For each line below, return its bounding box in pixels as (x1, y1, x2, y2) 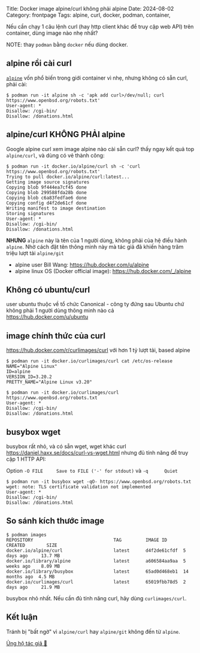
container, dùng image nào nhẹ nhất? (6, 29, 98, 37)
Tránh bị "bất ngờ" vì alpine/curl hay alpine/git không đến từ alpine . (6, 628, 181, 635)
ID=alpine (6, 368, 31, 375)
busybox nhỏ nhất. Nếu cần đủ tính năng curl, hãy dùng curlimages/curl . (6, 594, 187, 601)
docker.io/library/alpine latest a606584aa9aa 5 (6, 558, 186, 564)
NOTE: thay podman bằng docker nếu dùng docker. (6, 41, 128, 48)
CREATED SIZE (6, 542, 58, 548)
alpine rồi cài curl (6, 58, 72, 68)
